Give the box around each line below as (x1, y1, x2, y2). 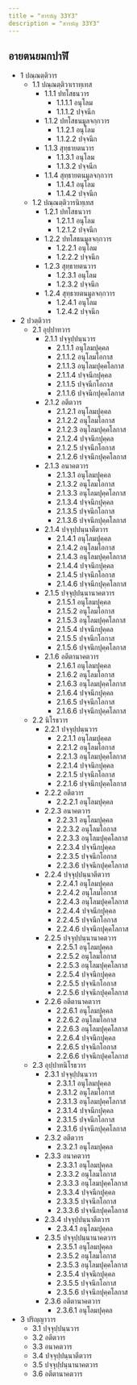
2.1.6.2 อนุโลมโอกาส (56, 670, 115, 680)
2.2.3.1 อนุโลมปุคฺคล (56, 815, 114, 825)
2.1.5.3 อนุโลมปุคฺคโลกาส (56, 615, 127, 626)
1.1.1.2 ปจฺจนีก (56, 107, 95, 117)
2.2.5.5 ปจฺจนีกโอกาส (56, 978, 117, 989)
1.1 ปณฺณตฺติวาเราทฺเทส (31, 80, 93, 90)
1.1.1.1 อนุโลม (56, 98, 93, 107)
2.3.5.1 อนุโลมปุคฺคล (56, 1242, 113, 1252)
